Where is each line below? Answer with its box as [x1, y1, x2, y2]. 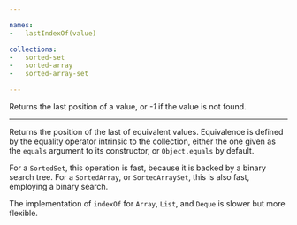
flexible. [9, 208, 38, 218]
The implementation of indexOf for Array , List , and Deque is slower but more [9, 199, 286, 208]
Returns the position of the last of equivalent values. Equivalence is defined [9, 127, 284, 137]
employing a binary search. [9, 182, 109, 191]
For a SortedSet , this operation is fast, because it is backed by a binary [9, 162, 267, 173]
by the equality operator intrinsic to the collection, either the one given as [9, 136, 277, 146]
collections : [9, 45, 57, 54]
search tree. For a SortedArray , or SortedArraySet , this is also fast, [9, 172, 250, 182]
